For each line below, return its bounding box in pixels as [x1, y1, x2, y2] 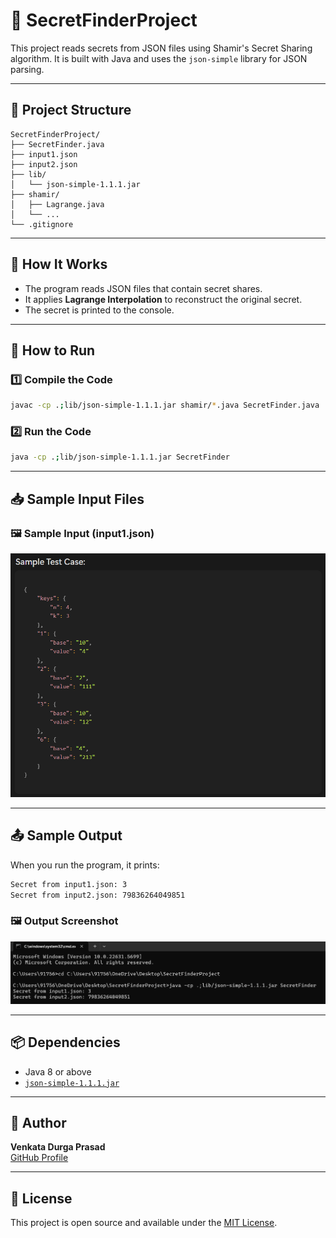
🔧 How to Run [10, 342, 96, 359]
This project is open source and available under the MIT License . [10, 1217, 278, 1229]
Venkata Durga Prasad [10, 1141, 106, 1153]
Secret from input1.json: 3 [10, 879, 128, 889]
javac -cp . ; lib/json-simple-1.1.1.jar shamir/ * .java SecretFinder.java [10, 400, 320, 411]
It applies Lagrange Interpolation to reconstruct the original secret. [24, 293, 303, 305]
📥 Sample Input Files [10, 490, 145, 508]
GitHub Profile [10, 1152, 69, 1164]
